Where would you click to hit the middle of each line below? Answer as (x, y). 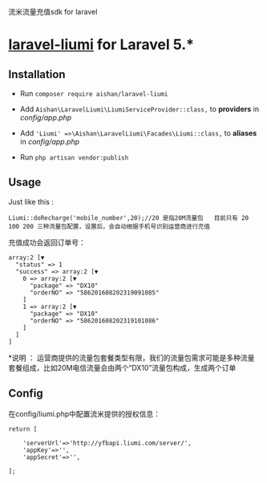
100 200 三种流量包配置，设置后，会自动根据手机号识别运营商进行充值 (109, 226)
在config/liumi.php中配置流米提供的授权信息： (85, 414)
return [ (23, 429)
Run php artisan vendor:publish (74, 157)
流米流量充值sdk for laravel (53, 12)
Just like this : (31, 201)
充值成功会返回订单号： (47, 242)
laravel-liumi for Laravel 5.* (101, 45)
